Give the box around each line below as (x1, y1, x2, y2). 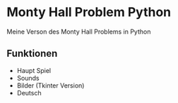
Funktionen (6, 48, 58, 60)
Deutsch (16, 88, 42, 97)
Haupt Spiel (16, 66, 51, 74)
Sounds (16, 74, 40, 82)
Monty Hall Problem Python (6, 4, 171, 20)
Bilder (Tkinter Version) (16, 81, 85, 90)
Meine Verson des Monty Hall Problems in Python (6, 27, 151, 36)
